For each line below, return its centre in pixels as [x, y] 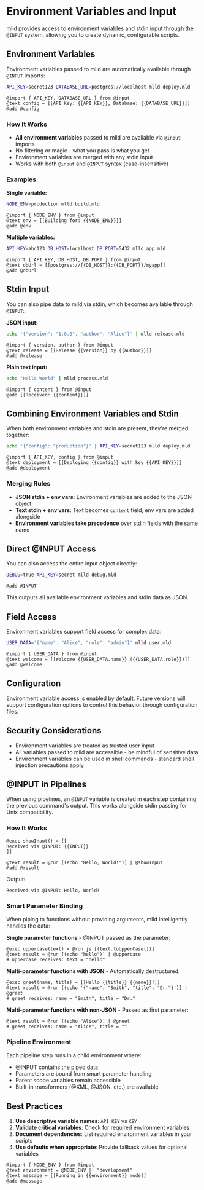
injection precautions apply [49, 765]
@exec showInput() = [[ [37, 841]
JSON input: [22, 322]
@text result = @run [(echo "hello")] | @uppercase [74, 954]
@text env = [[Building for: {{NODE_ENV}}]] [64, 221]
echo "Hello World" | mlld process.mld [57, 378]
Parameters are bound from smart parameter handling [83, 1074]
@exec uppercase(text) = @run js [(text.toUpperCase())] [81, 949]
